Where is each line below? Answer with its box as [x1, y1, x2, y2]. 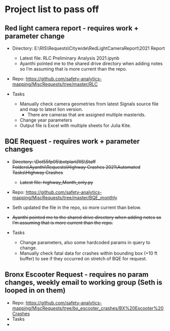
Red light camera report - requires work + [5, 24, 139, 33]
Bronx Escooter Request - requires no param [5, 270, 149, 279]
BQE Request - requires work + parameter [5, 137, 140, 146]
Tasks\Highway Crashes [12, 169, 63, 175]
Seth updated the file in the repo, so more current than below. [12, 204, 141, 210]
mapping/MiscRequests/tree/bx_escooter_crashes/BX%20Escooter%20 [12, 305, 164, 311]
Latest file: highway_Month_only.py [19, 179, 94, 185]
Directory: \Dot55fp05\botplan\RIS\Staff [12, 159, 96, 165]
